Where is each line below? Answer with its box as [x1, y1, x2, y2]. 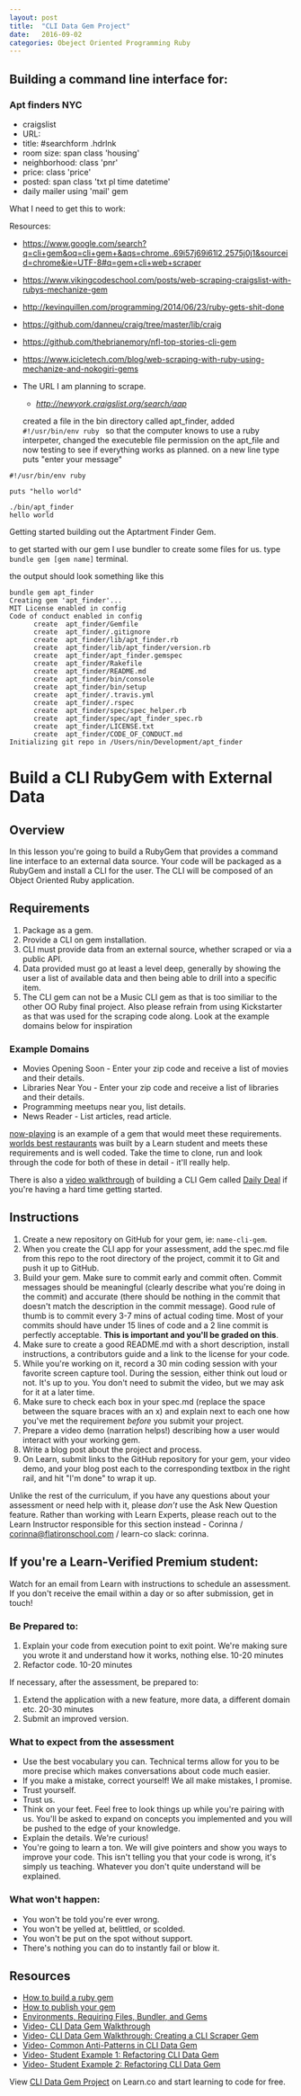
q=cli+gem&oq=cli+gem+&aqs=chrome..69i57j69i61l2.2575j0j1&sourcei [22, 247, 288, 258]
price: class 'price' [22, 166, 92, 177]
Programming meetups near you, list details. [22, 1102, 186, 1112]
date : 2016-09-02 [9, 30, 83, 39]
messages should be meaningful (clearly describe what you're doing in [22, 1281, 286, 1292]
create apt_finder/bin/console [32, 674, 155, 683]
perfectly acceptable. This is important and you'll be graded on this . [22, 1329, 279, 1340]
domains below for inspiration [22, 1020, 133, 1030]
